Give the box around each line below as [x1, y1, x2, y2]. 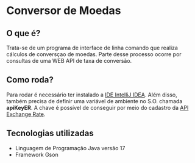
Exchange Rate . [6, 110, 46, 118]
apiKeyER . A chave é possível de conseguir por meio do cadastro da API [6, 104, 189, 111]
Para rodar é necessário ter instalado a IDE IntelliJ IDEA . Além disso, [6, 91, 178, 98]
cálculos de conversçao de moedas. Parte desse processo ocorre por [6, 51, 182, 58]
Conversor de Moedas [6, 4, 121, 18]
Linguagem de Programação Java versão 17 [15, 144, 126, 151]
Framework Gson [15, 151, 59, 158]
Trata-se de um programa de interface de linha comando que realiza [6, 44, 179, 51]
